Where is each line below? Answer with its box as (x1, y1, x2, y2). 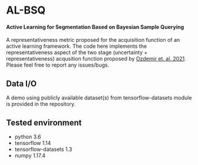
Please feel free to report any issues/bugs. (6, 61, 110, 68)
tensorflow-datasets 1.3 (14, 146, 72, 153)
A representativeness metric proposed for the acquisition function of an (6, 37, 180, 44)
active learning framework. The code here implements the (6, 42, 147, 50)
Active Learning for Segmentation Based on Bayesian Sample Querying (6, 23, 184, 30)
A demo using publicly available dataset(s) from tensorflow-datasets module (6, 94, 192, 101)
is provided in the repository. (6, 101, 76, 108)
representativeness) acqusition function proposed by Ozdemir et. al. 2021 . (6, 55, 187, 62)
